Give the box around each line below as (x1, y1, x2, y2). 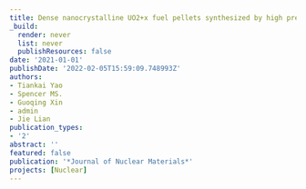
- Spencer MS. (9, 89, 64, 98)
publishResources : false (17, 47, 112, 56)
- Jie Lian (9, 114, 51, 124)
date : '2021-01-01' (9, 55, 84, 65)
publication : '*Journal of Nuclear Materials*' (9, 156, 194, 166)
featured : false (9, 148, 71, 157)
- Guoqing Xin (9, 97, 64, 107)
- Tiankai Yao (9, 81, 64, 90)
